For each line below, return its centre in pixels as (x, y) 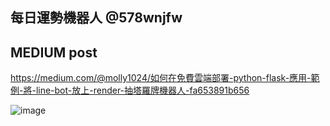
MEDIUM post (54, 52)
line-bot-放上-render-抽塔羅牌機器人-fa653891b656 (142, 90)
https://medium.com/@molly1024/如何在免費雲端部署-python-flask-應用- (161, 78)
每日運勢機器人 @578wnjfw (96, 18)
